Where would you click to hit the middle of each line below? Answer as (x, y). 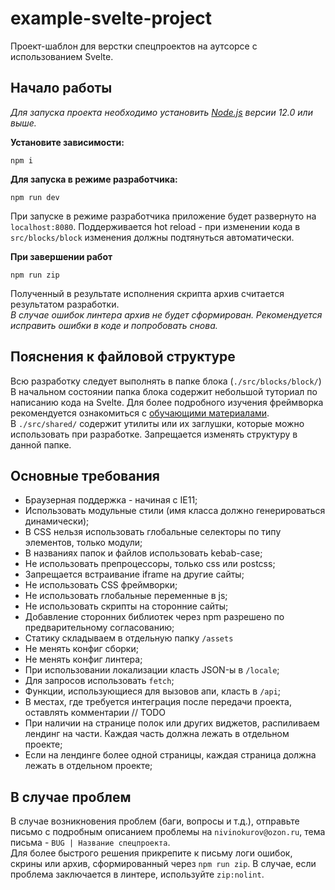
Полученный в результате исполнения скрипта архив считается (147, 293)
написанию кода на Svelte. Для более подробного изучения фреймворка (167, 402)
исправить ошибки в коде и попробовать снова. (114, 325)
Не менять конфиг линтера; (83, 659)
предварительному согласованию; (99, 628)
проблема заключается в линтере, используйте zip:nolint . (137, 874)
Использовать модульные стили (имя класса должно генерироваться (175, 511)
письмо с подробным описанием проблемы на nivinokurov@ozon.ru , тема (168, 832)
